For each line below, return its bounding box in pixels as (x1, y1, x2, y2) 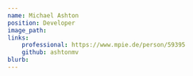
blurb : (7, 56, 29, 64)
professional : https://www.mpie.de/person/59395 (21, 41, 186, 49)
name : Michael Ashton (7, 11, 79, 20)
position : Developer (7, 19, 76, 27)
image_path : (7, 26, 47, 34)
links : (7, 33, 29, 42)
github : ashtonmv (21, 48, 79, 56)
